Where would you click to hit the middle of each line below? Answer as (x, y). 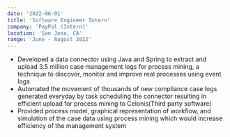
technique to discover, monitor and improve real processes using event (119, 74)
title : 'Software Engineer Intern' (59, 20)
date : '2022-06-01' (36, 14)
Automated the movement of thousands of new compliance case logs (117, 89)
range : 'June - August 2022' (49, 40)
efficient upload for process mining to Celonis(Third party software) (114, 104)
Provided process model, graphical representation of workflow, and (114, 111)
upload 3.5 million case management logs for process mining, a (108, 67)
